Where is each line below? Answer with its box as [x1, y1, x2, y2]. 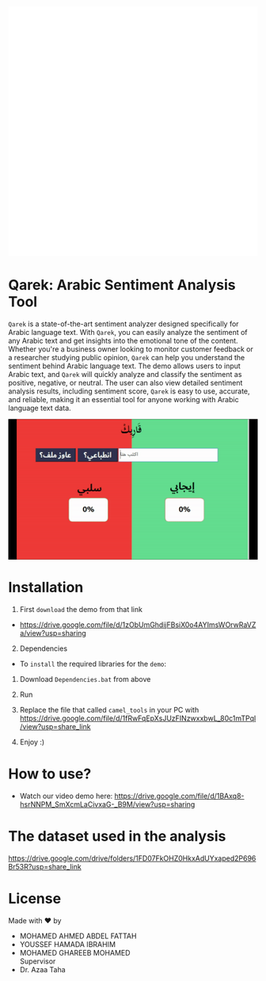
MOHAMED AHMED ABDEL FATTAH [19, 931, 137, 941]
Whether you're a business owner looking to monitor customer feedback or [8, 344, 253, 354]
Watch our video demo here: [19, 791, 113, 800]
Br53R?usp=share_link [8, 861, 82, 871]
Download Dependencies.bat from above [19, 674, 151, 683]
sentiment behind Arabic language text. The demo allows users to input [8, 361, 241, 371]
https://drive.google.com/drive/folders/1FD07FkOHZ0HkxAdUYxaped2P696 [8, 854, 256, 863]
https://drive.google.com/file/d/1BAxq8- [114, 791, 245, 800]
